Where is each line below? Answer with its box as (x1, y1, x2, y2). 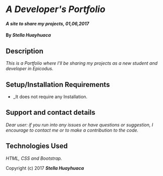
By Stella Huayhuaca (6, 32, 51, 38)
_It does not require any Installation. (13, 94, 88, 100)
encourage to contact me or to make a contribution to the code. (6, 127, 139, 133)
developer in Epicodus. (6, 66, 53, 72)
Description (6, 47, 43, 55)
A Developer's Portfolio (6, 4, 105, 15)
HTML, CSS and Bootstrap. (6, 155, 63, 161)
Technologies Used (6, 142, 68, 150)
